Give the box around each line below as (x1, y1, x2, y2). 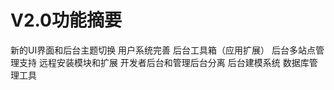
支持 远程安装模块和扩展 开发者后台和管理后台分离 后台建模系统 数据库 (18, 56, 310, 68)
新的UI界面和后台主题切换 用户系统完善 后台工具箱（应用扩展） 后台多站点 (10, 44, 316, 56)
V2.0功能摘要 (10, 9, 122, 32)
